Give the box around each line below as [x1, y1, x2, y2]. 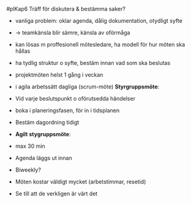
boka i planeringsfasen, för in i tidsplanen [15, 107, 120, 114]
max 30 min [15, 142, 45, 150]
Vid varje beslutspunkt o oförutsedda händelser [15, 95, 136, 102]
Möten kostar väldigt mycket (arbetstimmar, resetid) [15, 178, 146, 185]
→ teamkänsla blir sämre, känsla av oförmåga [15, 29, 130, 36]
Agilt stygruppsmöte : [15, 131, 71, 137]
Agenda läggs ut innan [15, 155, 72, 161]
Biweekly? [15, 166, 42, 174]
